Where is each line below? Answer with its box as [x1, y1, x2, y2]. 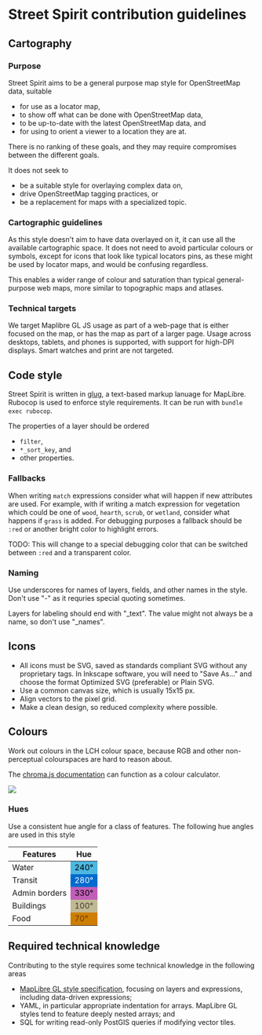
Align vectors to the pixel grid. [19, 693, 117, 704]
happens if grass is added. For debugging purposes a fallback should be [8, 516, 242, 525]
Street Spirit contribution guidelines [8, 5, 247, 24]
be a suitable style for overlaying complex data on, [19, 181, 184, 190]
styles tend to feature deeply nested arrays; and [19, 1009, 176, 1019]
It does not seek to [8, 165, 69, 174]
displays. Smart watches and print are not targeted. [8, 346, 174, 355]
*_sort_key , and [19, 445, 72, 455]
